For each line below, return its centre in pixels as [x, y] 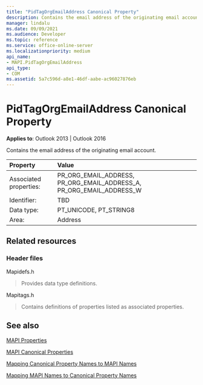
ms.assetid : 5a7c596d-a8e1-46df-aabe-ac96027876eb [71, 79]
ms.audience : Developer [36, 34]
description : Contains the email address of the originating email [93, 17]
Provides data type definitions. [59, 283]
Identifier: [23, 200]
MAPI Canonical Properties [40, 352]
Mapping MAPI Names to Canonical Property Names [72, 375]
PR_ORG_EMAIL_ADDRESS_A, [99, 183]
